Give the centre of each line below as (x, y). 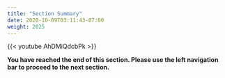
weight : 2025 (26, 26)
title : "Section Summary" (45, 14)
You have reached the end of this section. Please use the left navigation (113, 60)
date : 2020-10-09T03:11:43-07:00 (56, 20)
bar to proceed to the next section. (59, 68)
